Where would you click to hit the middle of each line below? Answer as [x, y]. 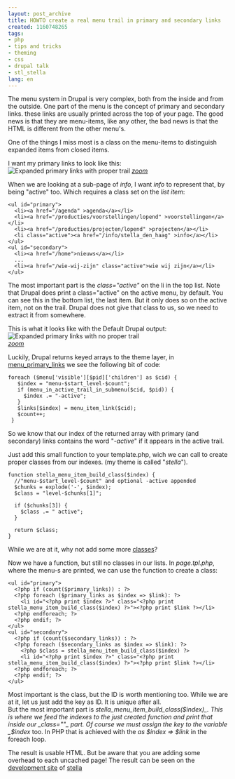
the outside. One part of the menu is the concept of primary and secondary [116, 107]
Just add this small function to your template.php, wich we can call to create [118, 455]
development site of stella [45, 768]
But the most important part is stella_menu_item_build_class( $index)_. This [115, 710]
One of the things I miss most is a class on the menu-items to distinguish [113, 142]
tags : [16, 33]
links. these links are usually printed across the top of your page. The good [116, 114]
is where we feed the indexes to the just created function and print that [110, 717]
